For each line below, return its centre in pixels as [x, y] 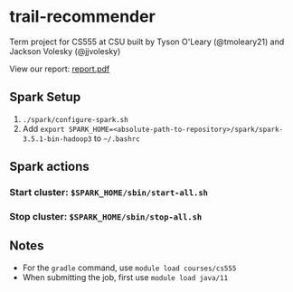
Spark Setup [45, 97]
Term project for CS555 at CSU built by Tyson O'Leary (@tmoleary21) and [147, 42]
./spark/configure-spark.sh [75, 119]
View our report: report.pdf [60, 69]
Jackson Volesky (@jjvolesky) [65, 51]
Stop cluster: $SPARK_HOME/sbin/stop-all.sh [106, 216]
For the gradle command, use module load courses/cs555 [129, 268]
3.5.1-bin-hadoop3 [57, 139]
